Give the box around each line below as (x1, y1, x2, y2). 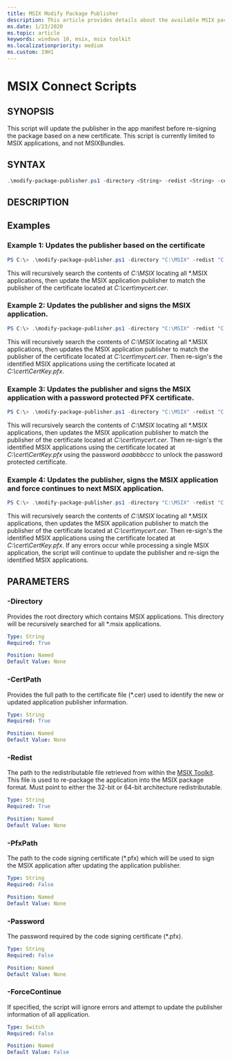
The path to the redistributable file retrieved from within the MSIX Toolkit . (7, 769, 215, 777)
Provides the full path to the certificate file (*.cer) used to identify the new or (7, 691, 224, 699)
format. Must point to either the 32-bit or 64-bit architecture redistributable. (7, 783, 222, 791)
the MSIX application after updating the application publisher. (7, 861, 182, 870)
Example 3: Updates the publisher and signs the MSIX (7, 384, 191, 394)
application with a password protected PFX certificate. (7, 393, 195, 402)
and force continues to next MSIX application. (7, 483, 164, 493)
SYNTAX (7, 159, 46, 171)
